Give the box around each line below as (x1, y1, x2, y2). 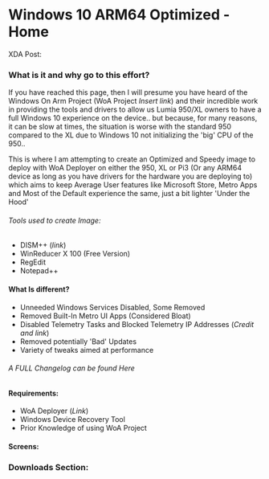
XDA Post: (8, 49, 43, 59)
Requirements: (8, 388, 59, 398)
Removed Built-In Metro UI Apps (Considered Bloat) (19, 311, 191, 321)
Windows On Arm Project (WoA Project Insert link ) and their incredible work (8, 96, 259, 106)
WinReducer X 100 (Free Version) (19, 249, 131, 259)
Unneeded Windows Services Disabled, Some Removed (19, 302, 206, 312)
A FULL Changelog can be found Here (8, 363, 135, 373)
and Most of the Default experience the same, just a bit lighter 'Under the (8, 189, 251, 199)
